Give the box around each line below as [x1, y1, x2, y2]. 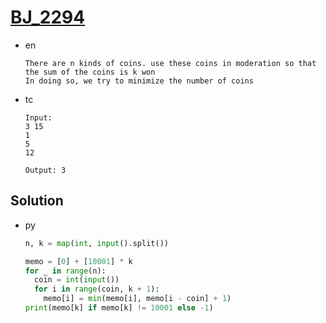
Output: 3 [24, 165, 67, 175]
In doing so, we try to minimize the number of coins [24, 76, 254, 86]
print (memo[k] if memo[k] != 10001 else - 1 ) [24, 303, 214, 313]
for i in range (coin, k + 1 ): [34, 284, 160, 295]
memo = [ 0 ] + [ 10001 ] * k [24, 256, 133, 266]
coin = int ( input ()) [34, 275, 120, 285]
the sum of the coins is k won [24, 67, 156, 77]
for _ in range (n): [24, 266, 107, 276]
